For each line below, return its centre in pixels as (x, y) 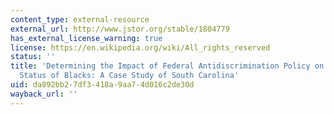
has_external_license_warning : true (86, 38)
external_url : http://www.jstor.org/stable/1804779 (120, 29)
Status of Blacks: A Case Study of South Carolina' (129, 76)
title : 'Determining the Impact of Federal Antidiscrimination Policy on (167, 66)
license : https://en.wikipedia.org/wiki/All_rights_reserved (140, 47)
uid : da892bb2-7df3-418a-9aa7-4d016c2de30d (102, 85)
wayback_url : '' (44, 94)
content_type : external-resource (80, 19)
